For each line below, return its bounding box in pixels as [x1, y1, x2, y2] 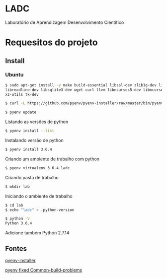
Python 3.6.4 [5, 221, 32, 226]
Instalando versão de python [5, 138, 64, 143]
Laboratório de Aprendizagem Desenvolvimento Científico [5, 19, 124, 25]
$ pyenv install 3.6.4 [5, 147, 52, 152]
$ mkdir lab [5, 184, 30, 189]
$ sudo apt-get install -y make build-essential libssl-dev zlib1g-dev [5, 82, 157, 87]
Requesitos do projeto [5, 37, 98, 48]
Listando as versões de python [5, 119, 69, 125]
